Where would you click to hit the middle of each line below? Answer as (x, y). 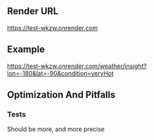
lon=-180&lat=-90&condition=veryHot (61, 73)
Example (26, 50)
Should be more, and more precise (56, 129)
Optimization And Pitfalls (61, 95)
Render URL (33, 11)
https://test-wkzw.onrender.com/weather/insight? (77, 66)
